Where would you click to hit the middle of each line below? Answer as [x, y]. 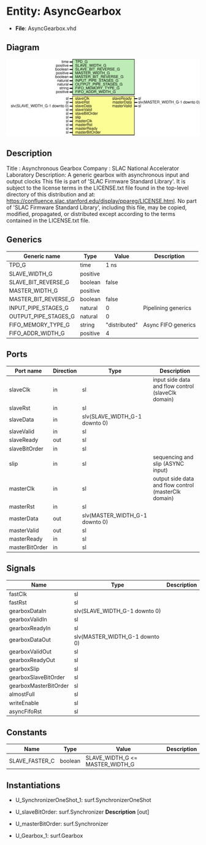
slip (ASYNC [169, 463]
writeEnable [24, 703]
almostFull [22, 694]
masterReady [26, 539]
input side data [172, 380]
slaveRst [20, 408]
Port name [29, 371]
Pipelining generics [167, 307]
